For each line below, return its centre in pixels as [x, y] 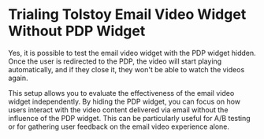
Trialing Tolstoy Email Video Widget [127, 15]
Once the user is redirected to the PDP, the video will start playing [115, 61]
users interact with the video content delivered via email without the [118, 110]
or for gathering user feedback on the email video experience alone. [119, 126]
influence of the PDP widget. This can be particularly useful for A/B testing [129, 118]
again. [19, 78]
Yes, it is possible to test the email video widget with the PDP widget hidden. [132, 53]
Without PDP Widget [77, 31]
